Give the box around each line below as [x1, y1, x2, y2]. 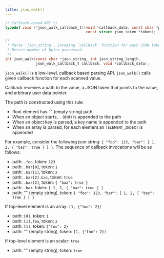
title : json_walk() [5, 7, 45, 12]
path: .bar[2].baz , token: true [12, 174, 73, 180]
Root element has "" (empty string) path [12, 108, 93, 115]
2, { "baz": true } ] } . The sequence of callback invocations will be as [5, 144, 152, 150]
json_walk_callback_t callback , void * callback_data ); [36, 61, 150, 66]
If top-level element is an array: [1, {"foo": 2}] [5, 203, 102, 209]
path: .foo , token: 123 [12, 159, 55, 164]
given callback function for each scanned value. [5, 75, 102, 81]
